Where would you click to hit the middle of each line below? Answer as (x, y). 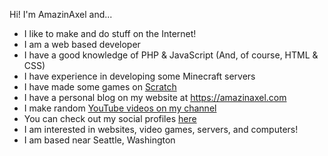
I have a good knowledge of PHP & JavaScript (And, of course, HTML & (171, 55)
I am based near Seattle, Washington (99, 140)
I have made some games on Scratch (100, 87)
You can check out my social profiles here (110, 118)
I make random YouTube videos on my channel (120, 108)
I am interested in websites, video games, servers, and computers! (161, 129)
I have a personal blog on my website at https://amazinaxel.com (155, 97)
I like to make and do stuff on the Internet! (110, 33)
